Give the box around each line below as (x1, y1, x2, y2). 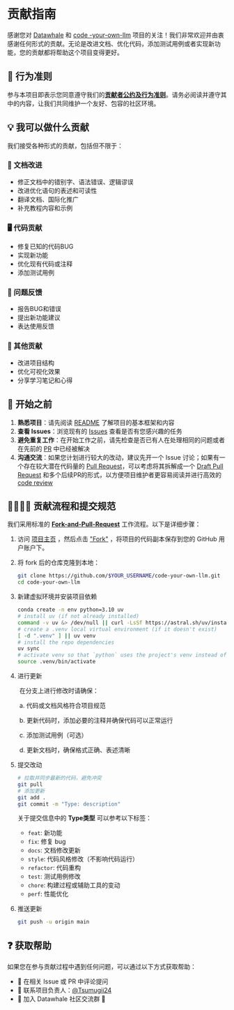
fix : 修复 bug (27, 838, 66, 846)
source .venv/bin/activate (17, 658, 96, 665)
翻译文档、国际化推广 (17, 195, 79, 203)
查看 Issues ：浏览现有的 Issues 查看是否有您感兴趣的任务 (17, 427, 182, 435)
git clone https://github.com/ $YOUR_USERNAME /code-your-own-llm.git (17, 573, 221, 580)
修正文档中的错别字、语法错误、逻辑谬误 (17, 177, 134, 186)
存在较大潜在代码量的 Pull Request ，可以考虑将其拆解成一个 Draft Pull (23, 462, 224, 470)
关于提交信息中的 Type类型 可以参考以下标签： (17, 814, 152, 822)
